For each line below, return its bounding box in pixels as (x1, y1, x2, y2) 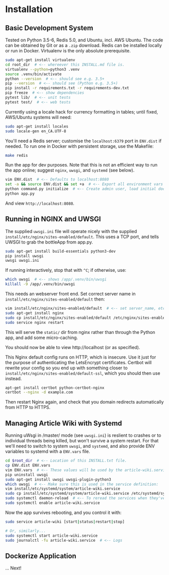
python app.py (5, 191, 35, 196)
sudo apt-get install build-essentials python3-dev (5, 249, 116, 254)
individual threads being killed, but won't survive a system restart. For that (5, 438, 159, 444)
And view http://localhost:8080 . (5, 200, 74, 206)
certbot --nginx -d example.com (5, 390, 73, 395)
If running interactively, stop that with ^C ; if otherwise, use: (5, 267, 127, 273)
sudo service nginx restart (5, 320, 64, 325)
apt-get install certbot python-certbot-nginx (5, 385, 105, 390)
